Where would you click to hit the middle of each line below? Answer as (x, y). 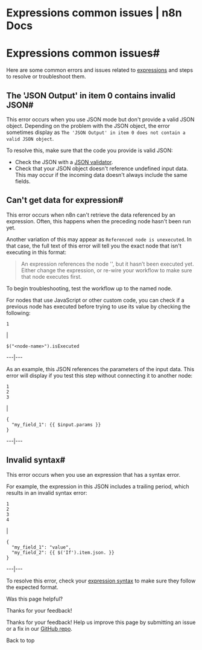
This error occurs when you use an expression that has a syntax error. (93, 474)
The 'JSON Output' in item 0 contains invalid (91, 96)
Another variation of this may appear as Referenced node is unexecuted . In (99, 239)
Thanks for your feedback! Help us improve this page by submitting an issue (101, 622)
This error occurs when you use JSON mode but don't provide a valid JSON (100, 119)
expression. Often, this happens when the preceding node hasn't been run (99, 221)
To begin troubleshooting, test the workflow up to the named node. (90, 288)
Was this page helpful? (35, 599)
